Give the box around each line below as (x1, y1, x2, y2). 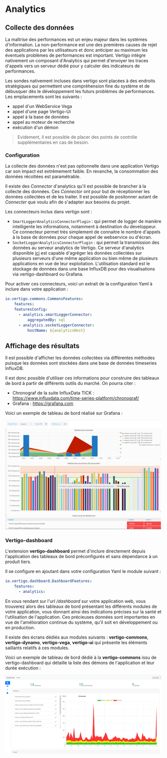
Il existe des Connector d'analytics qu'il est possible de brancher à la (5, 183, 147, 189)
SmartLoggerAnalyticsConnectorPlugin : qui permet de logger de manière (12, 218, 162, 224)
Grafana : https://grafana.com (12, 400, 74, 406)
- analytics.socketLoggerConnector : (18, 322, 94, 328)
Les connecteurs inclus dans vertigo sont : (5, 209, 92, 215)
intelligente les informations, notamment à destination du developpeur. (12, 224, 157, 230)
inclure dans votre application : (5, 286, 69, 292)
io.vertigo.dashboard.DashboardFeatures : (5, 578, 92, 583)
